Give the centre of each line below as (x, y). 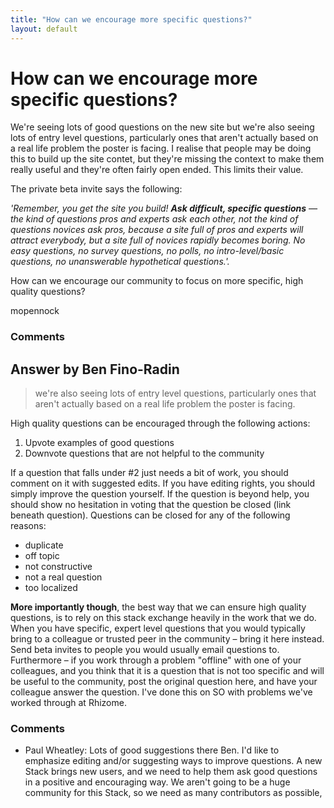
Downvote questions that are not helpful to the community (144, 453)
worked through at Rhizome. (68, 703)
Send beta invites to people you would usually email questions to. (145, 650)
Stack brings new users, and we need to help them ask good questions (171, 772)
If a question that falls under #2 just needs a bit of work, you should (149, 473)
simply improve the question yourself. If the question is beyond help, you (160, 494)
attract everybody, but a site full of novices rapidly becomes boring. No (158, 240)
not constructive (58, 567)
